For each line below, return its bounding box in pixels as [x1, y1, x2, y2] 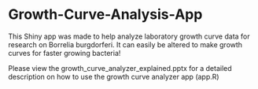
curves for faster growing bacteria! [8, 48, 121, 57]
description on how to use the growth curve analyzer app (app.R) [8, 72, 219, 81]
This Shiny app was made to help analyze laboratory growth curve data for [8, 32, 250, 41]
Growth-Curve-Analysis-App [8, 6, 203, 24]
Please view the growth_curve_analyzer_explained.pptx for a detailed [8, 63, 232, 72]
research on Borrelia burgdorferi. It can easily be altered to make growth [8, 39, 242, 49]
